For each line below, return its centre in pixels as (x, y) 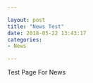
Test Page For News (37, 72)
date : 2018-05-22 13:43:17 (47, 33)
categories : (25, 39)
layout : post (26, 20)
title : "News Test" (36, 26)
